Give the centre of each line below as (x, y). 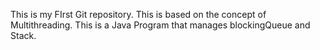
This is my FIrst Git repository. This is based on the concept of (138, 14)
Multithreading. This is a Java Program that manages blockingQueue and (160, 25)
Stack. (23, 35)
